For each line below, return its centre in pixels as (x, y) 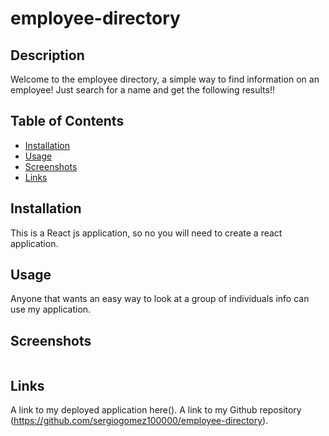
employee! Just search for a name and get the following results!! (142, 90)
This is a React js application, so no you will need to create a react (146, 233)
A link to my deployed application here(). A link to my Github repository (156, 410)
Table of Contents (67, 121)
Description (47, 55)
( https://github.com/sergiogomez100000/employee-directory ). (139, 421)
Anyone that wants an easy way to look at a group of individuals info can (160, 299)
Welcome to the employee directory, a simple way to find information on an (165, 79)
